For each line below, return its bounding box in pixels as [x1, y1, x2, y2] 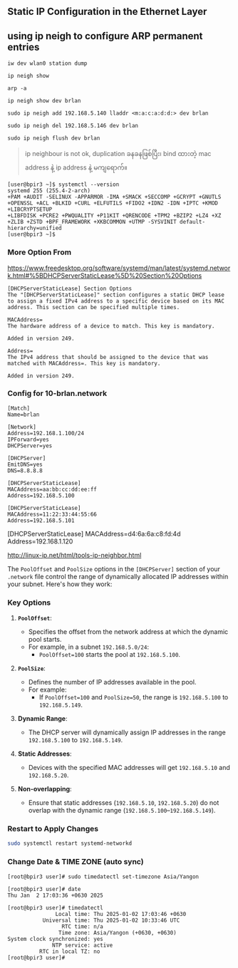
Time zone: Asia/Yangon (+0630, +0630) [58, 929, 177, 936]
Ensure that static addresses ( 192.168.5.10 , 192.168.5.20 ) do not [28, 798, 219, 807]
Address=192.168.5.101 [7, 516, 75, 524]
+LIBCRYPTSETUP [7, 206, 53, 213]
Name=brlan [7, 411, 40, 418]
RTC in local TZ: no [38, 947, 100, 955]
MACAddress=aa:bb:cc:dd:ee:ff [7, 486, 98, 493]
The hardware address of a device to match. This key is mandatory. [7, 322, 215, 330]
